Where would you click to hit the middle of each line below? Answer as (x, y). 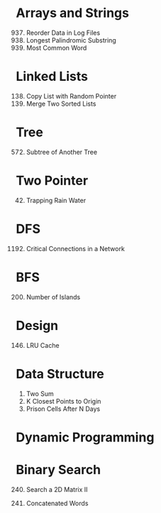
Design (37, 325)
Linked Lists (52, 77)
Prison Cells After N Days (63, 409)
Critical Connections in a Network (76, 248)
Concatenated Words (57, 503)
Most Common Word (56, 48)
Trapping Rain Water (56, 200)
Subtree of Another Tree (62, 152)
